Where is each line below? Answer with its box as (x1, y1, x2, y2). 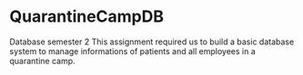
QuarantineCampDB (9, 6, 165, 27)
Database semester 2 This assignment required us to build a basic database (9, 36, 295, 47)
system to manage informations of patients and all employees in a (9, 45, 257, 56)
